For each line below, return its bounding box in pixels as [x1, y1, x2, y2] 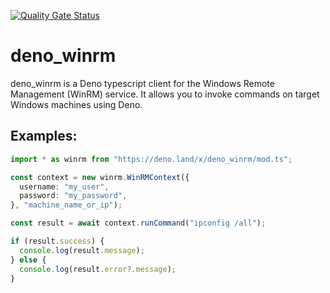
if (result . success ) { [10, 236, 105, 246]
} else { [10, 255, 47, 265]
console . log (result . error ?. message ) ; [19, 264, 177, 274]
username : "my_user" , [19, 181, 110, 192]
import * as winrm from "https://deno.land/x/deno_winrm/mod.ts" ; [10, 154, 293, 164]
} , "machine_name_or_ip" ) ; [10, 200, 123, 210]
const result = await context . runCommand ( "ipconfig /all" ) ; [10, 218, 267, 229]
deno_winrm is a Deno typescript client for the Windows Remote [10, 77, 275, 89]
